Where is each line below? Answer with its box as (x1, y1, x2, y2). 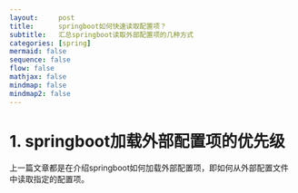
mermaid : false (9, 47, 67, 56)
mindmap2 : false (9, 89, 71, 98)
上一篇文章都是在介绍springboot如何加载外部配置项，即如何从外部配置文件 (9, 162, 289, 173)
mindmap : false (9, 81, 67, 90)
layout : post (9, 13, 75, 23)
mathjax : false (9, 72, 67, 82)
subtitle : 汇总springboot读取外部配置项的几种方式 (9, 30, 194, 39)
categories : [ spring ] (9, 38, 92, 48)
